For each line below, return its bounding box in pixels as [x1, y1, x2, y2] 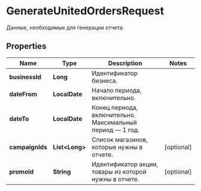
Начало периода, [92, 86, 142, 94]
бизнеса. [92, 76, 118, 85]
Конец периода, [92, 103, 138, 112]
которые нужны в [92, 143, 143, 151]
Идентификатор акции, [92, 160, 159, 168]
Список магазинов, [92, 135, 148, 144]
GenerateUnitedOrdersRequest [6, 4, 165, 18]
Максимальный [92, 118, 138, 127]
